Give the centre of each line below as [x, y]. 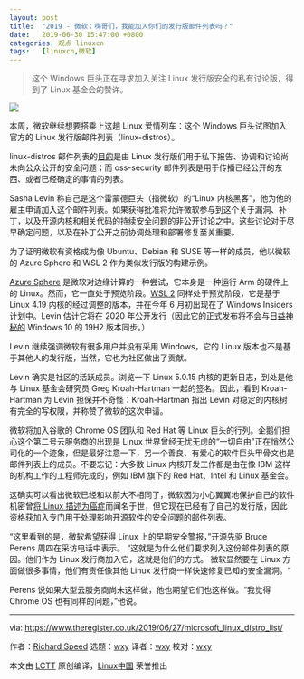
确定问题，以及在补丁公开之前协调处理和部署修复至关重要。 [128, 233]
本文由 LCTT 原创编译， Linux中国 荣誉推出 [89, 665]
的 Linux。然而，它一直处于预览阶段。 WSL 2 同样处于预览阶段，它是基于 [145, 293]
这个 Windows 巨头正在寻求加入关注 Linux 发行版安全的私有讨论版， [159, 79]
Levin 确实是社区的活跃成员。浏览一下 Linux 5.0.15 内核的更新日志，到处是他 [152, 378]
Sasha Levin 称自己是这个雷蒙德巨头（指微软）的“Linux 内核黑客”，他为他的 [151, 198]
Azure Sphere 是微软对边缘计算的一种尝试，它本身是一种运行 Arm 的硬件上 [149, 282]
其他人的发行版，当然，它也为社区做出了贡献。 [104, 358]
